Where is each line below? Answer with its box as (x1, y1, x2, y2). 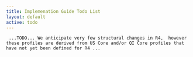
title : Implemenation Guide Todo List (6, 8, 101, 15)
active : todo (6, 19, 38, 25)
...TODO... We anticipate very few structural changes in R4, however (8, 35, 187, 41)
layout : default (6, 14, 46, 20)
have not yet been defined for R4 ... (6, 45, 101, 51)
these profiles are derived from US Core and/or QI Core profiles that (6, 40, 184, 47)
